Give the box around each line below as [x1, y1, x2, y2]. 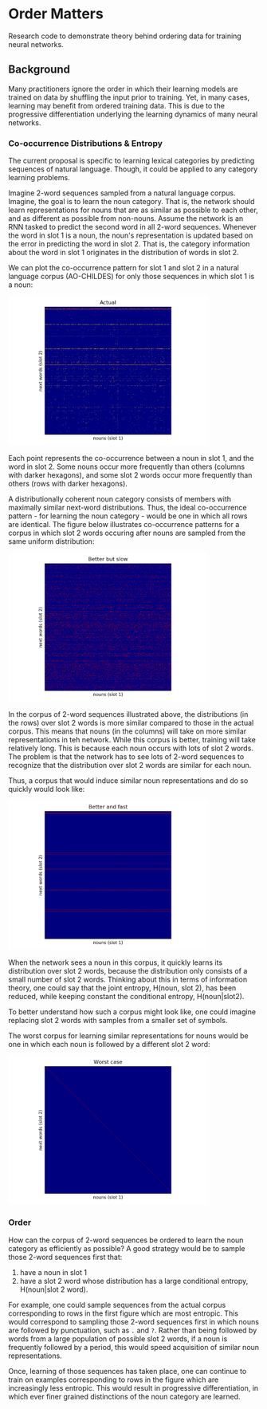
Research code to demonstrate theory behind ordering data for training [8, 31, 241, 41]
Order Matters [8, 5, 104, 23]
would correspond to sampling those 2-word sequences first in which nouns [8, 1317, 259, 1326]
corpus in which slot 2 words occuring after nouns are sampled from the [8, 528, 245, 537]
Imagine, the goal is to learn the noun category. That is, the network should [8, 197, 255, 207]
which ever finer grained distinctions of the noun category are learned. [8, 1391, 241, 1401]
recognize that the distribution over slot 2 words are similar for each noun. [8, 761, 252, 770]
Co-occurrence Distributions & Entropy [8, 137, 163, 148]
